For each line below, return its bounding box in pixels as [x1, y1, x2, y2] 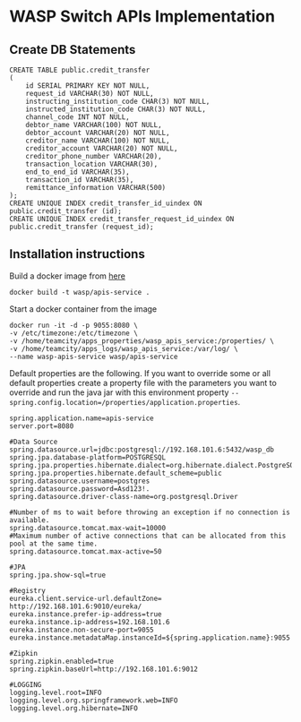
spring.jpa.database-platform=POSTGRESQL [9, 452, 167, 462]
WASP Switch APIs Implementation [9, 6, 276, 27]
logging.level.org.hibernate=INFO [9, 703, 139, 713]
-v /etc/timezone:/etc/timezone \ [9, 329, 139, 338]
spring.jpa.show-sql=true [9, 571, 106, 580]
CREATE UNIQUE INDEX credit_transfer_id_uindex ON [9, 199, 202, 208]
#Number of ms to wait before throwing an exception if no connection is [9, 508, 291, 517]
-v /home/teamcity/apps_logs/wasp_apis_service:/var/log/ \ [9, 344, 239, 353]
